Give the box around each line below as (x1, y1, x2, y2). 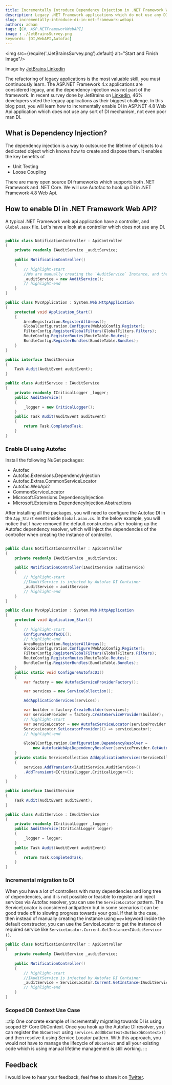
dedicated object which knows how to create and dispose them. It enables (5, 148, 162, 154)
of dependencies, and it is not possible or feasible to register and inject (5, 894, 155, 900)
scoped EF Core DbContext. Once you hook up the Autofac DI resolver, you (5, 1024, 164, 1030)
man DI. (5, 114, 22, 120)
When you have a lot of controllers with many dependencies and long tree (5, 888, 161, 894)
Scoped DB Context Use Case (5, 1006, 80, 1014)
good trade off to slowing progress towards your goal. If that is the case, (5, 910, 158, 916)
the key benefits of (5, 153, 45, 159)
